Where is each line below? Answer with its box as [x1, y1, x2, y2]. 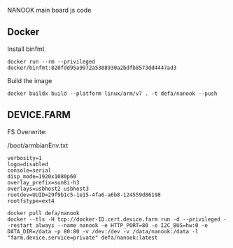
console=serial [7, 167, 52, 174]
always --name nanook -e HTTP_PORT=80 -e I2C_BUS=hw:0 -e [35, 221, 209, 229]
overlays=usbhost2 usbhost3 [7, 185, 90, 192]
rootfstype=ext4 [7, 197, 55, 205]
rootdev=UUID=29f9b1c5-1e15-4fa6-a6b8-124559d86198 [7, 191, 161, 198]
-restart [7, 221, 33, 229]
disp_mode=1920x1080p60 [7, 173, 77, 180]
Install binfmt [7, 45, 45, 53]
